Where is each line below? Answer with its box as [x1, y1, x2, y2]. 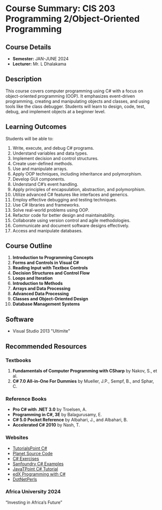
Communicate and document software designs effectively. [12, 222, 130, 229]
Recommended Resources [5, 342, 87, 351]
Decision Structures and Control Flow [12, 270, 90, 276]
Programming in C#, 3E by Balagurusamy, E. [12, 412, 102, 418]
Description [5, 75, 42, 83]
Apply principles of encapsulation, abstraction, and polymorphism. [12, 186, 146, 192]
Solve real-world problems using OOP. [12, 207, 89, 213]
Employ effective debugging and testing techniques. [12, 196, 117, 202]
